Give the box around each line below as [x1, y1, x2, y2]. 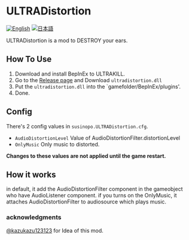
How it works [6, 169, 56, 179]
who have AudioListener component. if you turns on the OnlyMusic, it [6, 192, 178, 199]
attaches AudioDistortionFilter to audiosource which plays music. [6, 198, 166, 205]
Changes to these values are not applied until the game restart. [6, 152, 166, 160]
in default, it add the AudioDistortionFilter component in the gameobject [6, 185, 183, 193]
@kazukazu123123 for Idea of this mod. [6, 227, 103, 234]
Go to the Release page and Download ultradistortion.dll [14, 76, 163, 83]
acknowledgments [6, 213, 62, 221]
